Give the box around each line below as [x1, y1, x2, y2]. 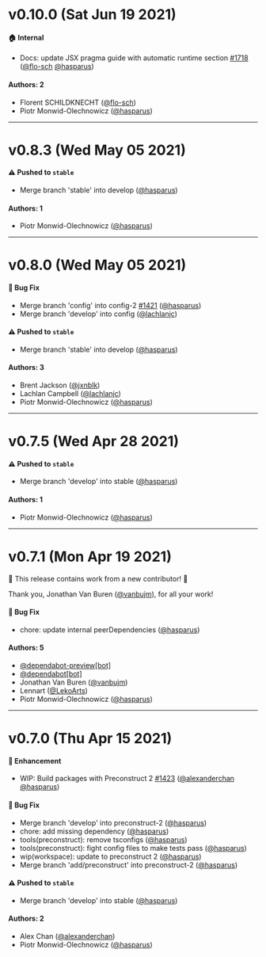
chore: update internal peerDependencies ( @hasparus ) [19, 624, 200, 635]
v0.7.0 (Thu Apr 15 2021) [8, 730, 173, 748]
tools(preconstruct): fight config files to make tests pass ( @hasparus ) [19, 843, 247, 852]
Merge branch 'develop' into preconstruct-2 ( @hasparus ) [19, 818, 207, 827]
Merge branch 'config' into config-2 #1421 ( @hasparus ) [19, 300, 202, 310]
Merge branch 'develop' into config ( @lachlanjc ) [19, 309, 178, 318]
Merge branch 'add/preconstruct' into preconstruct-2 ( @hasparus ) [19, 860, 238, 869]
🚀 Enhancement [8, 756, 62, 765]
